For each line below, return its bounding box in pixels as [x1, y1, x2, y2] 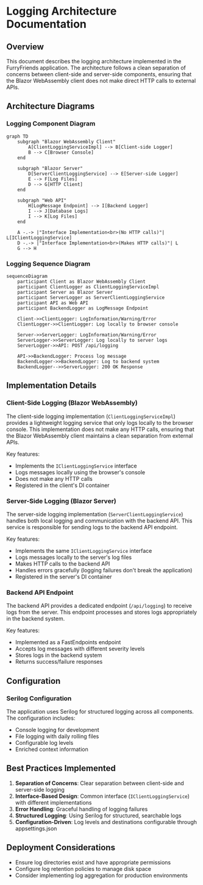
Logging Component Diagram [6, 119, 96, 128]
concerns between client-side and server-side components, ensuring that [6, 71, 192, 77]
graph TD [6, 133, 29, 140]
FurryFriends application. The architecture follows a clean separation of [6, 64, 186, 71]
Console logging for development [15, 726, 99, 733]
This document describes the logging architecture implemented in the [6, 58, 182, 65]
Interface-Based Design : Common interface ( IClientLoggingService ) [15, 792, 190, 800]
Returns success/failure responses [15, 658, 103, 666]
